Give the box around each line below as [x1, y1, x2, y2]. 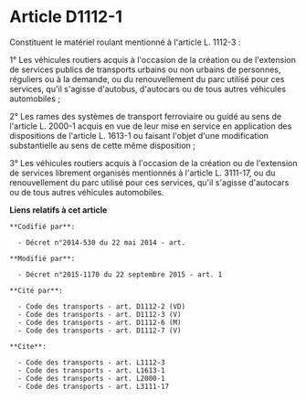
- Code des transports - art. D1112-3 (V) [17, 310, 182, 319]
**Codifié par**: [9, 222, 76, 231]
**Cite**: [9, 342, 47, 351]
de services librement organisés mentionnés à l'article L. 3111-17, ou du [9, 167, 276, 178]
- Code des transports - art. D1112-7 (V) [17, 326, 182, 335]
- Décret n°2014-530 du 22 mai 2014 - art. [17, 237, 185, 247]
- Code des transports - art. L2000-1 [17, 374, 166, 383]
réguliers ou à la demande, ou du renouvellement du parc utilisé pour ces [9, 73, 285, 84]
